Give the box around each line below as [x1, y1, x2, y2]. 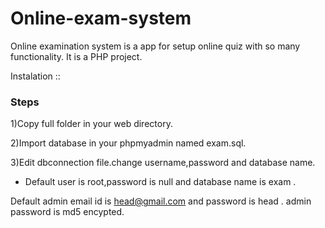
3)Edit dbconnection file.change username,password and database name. [10, 157, 316, 169]
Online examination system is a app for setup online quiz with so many [10, 40, 301, 52]
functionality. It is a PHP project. [10, 50, 143, 62]
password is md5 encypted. [10, 206, 125, 218]
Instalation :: [10, 70, 61, 82]
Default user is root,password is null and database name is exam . [24, 176, 297, 188]
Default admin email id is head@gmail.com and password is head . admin [10, 195, 312, 207]
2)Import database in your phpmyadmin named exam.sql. [10, 137, 247, 149]
